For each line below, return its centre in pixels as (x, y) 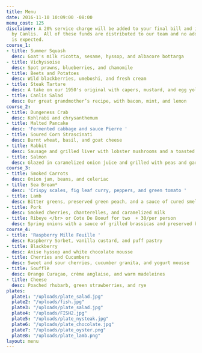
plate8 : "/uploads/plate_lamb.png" (56, 336)
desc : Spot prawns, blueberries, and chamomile (72, 68)
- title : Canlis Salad (35, 95)
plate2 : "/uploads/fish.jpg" (48, 302)
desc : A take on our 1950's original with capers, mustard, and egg (99, 90)
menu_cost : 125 (25, 23)
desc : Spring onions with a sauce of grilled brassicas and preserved (102, 224)
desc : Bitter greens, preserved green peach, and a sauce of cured (98, 202)
